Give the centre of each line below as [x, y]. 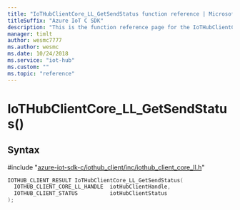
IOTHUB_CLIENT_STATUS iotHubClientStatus [91, 194]
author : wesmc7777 [35, 41]
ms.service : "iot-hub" [41, 61]
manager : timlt [30, 34]
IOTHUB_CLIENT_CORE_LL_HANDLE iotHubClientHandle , [92, 187]
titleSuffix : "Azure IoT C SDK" [55, 21]
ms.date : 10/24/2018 [38, 54]
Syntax [24, 150]
